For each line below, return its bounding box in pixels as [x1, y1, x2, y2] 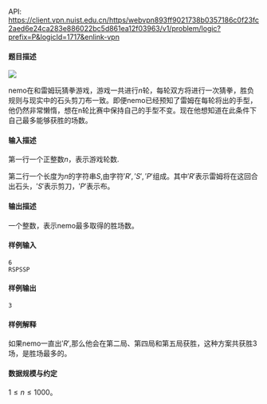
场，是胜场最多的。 [8, 349, 72, 358]
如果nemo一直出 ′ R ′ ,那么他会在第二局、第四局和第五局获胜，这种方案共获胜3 [8, 339, 257, 348]
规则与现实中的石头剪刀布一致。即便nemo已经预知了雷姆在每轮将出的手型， [8, 96, 257, 105]
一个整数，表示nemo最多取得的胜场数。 [8, 220, 139, 230]
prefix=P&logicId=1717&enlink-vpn [8, 32, 120, 42]
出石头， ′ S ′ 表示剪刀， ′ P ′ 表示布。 [8, 181, 115, 191]
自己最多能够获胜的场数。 [8, 116, 92, 125]
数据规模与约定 [8, 368, 57, 378]
